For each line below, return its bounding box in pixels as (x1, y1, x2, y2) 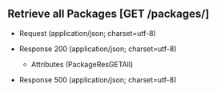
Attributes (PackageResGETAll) (30, 59, 134, 69)
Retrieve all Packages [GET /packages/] (7, 7, 210, 21)
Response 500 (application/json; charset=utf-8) (18, 74, 177, 84)
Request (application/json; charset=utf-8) (18, 28, 157, 38)
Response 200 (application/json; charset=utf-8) (18, 44, 177, 54)
